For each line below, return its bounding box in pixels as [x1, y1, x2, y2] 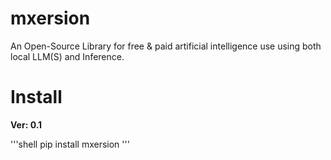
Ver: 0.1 [10, 118, 43, 131]
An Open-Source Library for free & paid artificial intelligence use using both [10, 40, 322, 52]
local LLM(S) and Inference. [10, 50, 125, 62]
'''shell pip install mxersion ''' [10, 138, 130, 150]
